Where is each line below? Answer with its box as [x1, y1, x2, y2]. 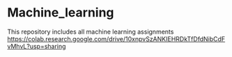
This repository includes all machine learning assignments [7, 27, 174, 36]
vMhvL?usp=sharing [7, 42, 66, 50]
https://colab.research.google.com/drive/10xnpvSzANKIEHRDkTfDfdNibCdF [7, 34, 226, 43]
